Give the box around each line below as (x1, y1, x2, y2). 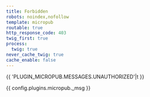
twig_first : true (6, 35, 48, 41)
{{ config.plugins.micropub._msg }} (6, 84, 91, 91)
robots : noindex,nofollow (6, 14, 69, 20)
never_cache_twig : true (6, 52, 64, 58)
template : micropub (6, 19, 54, 25)
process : (6, 41, 27, 47)
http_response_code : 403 (6, 30, 67, 36)
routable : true (6, 24, 43, 31)
